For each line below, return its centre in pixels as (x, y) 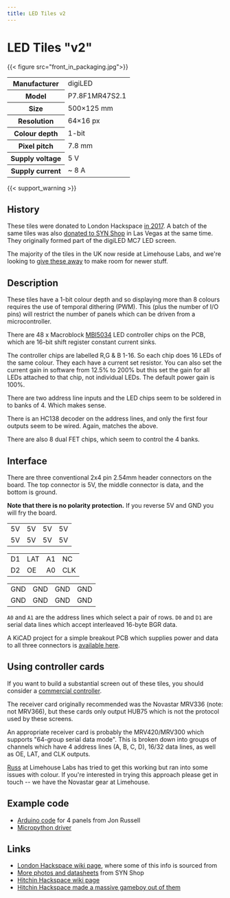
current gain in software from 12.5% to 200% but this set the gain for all (108, 370)
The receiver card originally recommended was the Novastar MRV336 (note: (115, 704)
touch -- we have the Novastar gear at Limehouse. (79, 782)
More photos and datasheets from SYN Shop (80, 873)
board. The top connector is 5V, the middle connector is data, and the (105, 485)
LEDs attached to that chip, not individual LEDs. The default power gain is (111, 377)
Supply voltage (36, 158)
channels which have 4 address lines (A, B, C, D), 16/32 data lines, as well (112, 747)
